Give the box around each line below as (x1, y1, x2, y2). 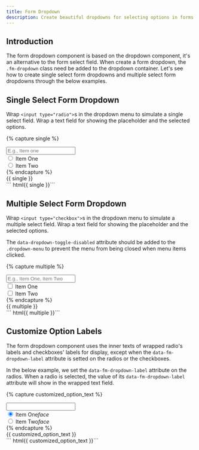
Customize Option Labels (6, 326, 102, 337)
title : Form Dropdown (6, 8, 60, 15)
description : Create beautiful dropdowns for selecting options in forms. (6, 14, 197, 20)
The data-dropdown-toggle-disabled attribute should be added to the (6, 238, 176, 245)
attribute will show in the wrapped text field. (6, 379, 115, 386)
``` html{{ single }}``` (6, 181, 56, 189)
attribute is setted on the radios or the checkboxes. (45, 355, 171, 362)
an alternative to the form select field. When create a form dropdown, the (6, 58, 186, 66)
